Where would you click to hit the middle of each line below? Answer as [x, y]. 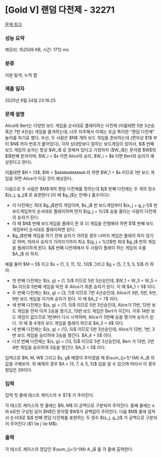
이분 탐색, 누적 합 [21, 75]
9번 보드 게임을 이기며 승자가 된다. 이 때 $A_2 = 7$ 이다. [65, 299]
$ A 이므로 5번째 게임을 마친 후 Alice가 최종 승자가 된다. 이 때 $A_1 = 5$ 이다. [84, 287]
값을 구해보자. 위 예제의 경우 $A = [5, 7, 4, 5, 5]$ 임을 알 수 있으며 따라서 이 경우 [81, 364]
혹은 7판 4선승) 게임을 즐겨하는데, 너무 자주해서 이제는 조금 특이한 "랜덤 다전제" [80, 132]
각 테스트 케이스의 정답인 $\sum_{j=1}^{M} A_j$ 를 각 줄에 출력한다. [69, 449]
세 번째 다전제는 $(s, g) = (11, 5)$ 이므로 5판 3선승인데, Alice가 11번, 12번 [81, 305]
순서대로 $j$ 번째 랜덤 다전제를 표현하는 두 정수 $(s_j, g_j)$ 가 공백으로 [77, 418]
